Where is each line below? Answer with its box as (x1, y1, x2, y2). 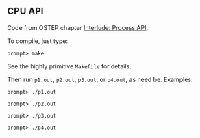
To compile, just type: (7, 37, 68, 45)
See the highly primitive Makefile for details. (7, 61, 132, 70)
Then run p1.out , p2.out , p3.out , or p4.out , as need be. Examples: (7, 75, 193, 83)
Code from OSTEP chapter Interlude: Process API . (7, 23, 149, 31)
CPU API (7, 5, 44, 17)
